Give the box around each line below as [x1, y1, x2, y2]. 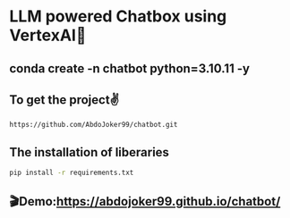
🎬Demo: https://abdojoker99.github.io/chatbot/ [9, 194, 281, 209]
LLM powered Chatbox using [9, 6, 227, 27]
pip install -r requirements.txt [9, 168, 134, 178]
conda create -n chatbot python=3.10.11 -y [9, 61, 251, 76]
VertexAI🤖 [9, 25, 87, 46]
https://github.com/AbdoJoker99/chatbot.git [9, 121, 178, 130]
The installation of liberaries [9, 145, 170, 160]
